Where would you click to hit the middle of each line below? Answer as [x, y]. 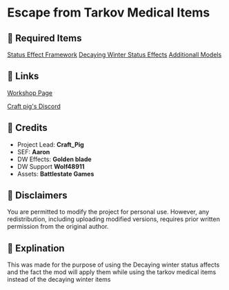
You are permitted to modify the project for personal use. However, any [108, 212]
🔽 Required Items [44, 38]
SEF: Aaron [33, 152]
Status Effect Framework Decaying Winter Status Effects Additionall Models [114, 54]
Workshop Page [30, 93]
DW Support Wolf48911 [51, 166]
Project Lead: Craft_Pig [50, 144]
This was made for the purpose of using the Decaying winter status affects [113, 265]
